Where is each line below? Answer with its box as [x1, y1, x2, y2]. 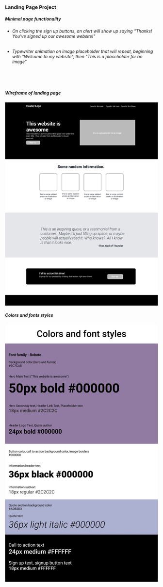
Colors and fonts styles [5, 312, 53, 318]
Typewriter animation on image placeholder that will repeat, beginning [12, 48, 153, 54]
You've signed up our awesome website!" [12, 33, 96, 39]
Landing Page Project [5, 4, 57, 11]
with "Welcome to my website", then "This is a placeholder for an [12, 53, 143, 59]
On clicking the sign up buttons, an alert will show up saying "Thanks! [12, 28, 152, 34]
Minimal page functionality [5, 16, 62, 22]
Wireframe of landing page [5, 90, 61, 96]
